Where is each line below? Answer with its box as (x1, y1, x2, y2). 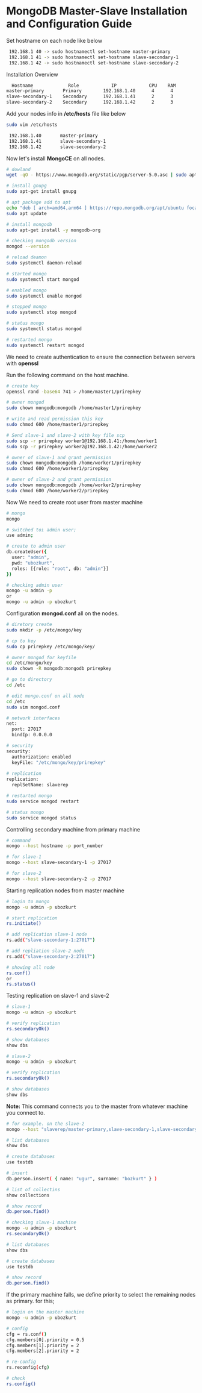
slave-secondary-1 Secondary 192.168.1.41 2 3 (6, 93, 173, 100)
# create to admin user (6, 543, 66, 549)
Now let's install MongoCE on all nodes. (6, 155, 105, 162)
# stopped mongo (6, 304, 47, 310)
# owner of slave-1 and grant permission (6, 454, 112, 460)
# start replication (6, 915, 58, 921)
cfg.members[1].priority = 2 (6, 1342, 79, 1348)
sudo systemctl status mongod (6, 326, 82, 332)
